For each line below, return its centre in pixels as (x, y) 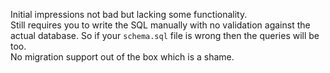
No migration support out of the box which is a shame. (122, 57)
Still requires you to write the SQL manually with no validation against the (160, 25)
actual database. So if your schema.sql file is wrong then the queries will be (165, 35)
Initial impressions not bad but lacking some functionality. (129, 14)
